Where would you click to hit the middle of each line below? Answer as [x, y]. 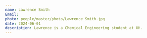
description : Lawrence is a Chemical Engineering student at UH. [74, 28]
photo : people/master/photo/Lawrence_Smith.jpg [55, 19]
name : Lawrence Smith [27, 10]
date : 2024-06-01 [23, 23]
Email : [12, 14]
